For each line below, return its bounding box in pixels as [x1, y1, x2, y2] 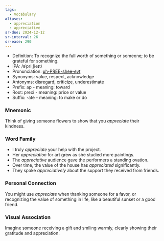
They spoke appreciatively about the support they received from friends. [12, 168, 159, 174]
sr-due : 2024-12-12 [5, 30, 45, 35]
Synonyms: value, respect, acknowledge [12, 73, 94, 79]
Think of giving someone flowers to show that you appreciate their [5, 118, 140, 124]
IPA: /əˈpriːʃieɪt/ [12, 63, 43, 69]
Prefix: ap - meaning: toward [12, 84, 70, 90]
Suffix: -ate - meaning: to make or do [12, 94, 87, 100]
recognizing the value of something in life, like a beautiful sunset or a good [5, 196, 156, 202]
